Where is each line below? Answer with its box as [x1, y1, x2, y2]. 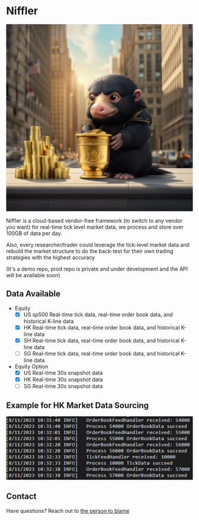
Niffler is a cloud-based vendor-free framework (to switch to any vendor [6, 217, 183, 224]
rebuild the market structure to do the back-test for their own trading [6, 248, 174, 255]
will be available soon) [6, 271, 60, 278]
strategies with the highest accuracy [6, 253, 95, 261]
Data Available [6, 289, 61, 299]
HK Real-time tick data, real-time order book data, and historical [23, 324, 180, 331]
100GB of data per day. [6, 230, 62, 237]
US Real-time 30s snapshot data [23, 369, 103, 376]
